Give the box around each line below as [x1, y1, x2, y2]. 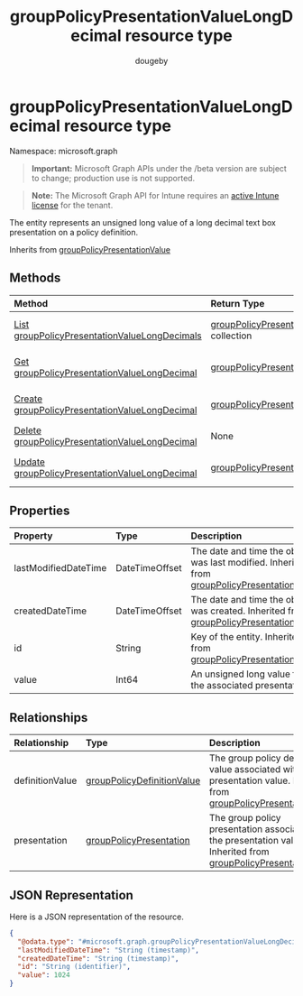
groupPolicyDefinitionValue [85, 774, 201, 787]
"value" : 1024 [17, 971, 70, 980]
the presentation [208, 835, 280, 847]
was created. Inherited [190, 604, 286, 617]
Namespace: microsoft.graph [9, 145, 118, 156]
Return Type [210, 297, 265, 309]
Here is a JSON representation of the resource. [9, 911, 185, 922]
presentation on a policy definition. [9, 226, 138, 237]
